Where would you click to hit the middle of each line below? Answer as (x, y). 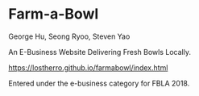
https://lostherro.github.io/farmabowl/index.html (88, 67)
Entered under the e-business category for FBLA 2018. (99, 83)
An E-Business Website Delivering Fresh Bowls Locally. (100, 52)
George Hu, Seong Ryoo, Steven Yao (69, 36)
